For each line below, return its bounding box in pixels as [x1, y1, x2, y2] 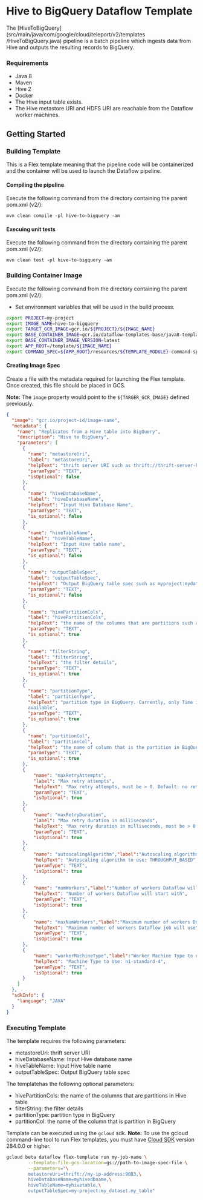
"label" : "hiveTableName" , [28, 535, 96, 542]
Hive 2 [14, 85, 31, 93]
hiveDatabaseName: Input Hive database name [14, 1055, 133, 1062]
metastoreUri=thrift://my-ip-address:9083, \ [28, 1171, 142, 1177]
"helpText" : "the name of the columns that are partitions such [28, 620, 193, 626]
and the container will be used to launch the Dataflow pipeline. [6, 167, 162, 174]
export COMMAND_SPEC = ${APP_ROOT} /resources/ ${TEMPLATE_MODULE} [6, 349, 169, 355]
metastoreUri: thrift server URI [14, 1049, 91, 1056]
